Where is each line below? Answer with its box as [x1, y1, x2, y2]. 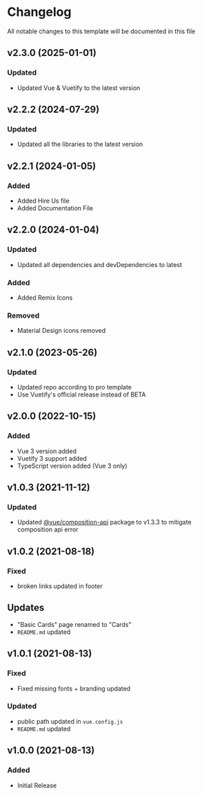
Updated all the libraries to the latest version [17, 140, 143, 149]
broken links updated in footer [17, 582, 103, 590]
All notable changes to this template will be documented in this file [7, 27, 196, 35]
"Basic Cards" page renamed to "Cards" [17, 620, 132, 628]
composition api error [17, 525, 79, 533]
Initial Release [17, 781, 57, 789]
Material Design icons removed [17, 327, 106, 335]
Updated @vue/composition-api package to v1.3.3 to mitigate [17, 518, 192, 527]
